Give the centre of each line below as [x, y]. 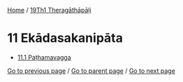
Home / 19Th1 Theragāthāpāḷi [50, 10]
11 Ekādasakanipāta [65, 38]
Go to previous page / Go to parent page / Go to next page [91, 71]
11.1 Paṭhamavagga [44, 57]
